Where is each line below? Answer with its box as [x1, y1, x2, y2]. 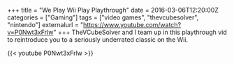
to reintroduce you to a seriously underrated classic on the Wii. [7, 35, 189, 44]
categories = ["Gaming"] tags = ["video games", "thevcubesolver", [7, 13, 199, 22]
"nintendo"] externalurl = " [7, 21, 84, 29]
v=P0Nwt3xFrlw [7, 28, 54, 36]
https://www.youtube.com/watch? [82, 21, 182, 29]
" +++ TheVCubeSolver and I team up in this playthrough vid [53, 28, 227, 36]
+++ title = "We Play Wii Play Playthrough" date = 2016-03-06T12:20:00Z [7, 6, 219, 14]
